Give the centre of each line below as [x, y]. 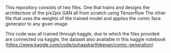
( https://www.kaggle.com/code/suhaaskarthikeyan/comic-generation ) [80, 45]
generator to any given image [36, 24]
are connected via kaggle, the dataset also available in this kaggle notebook [85, 39]
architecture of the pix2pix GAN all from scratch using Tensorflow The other [85, 13]
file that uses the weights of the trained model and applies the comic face [83, 18]
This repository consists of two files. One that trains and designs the [78, 7]
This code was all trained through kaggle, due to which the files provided [82, 34]
